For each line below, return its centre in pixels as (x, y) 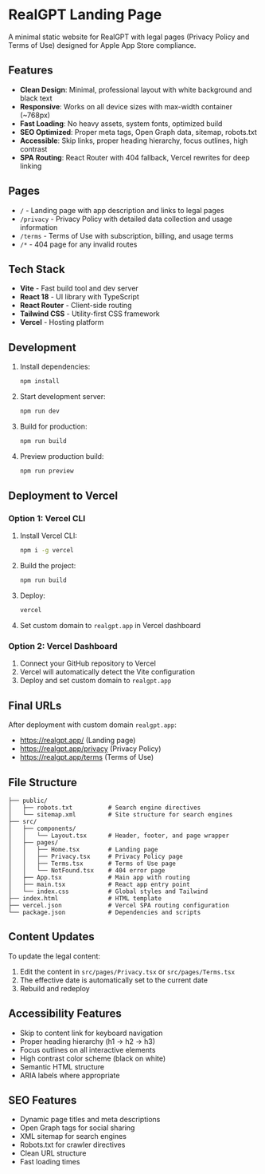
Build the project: (48, 566)
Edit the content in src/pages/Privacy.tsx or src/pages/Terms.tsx (127, 971)
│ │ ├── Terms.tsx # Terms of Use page (92, 864)
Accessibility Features (65, 1014)
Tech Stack (37, 269)
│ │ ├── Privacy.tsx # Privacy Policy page (95, 856)
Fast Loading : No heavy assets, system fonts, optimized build (121, 123)
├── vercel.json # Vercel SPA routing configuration (119, 905)
